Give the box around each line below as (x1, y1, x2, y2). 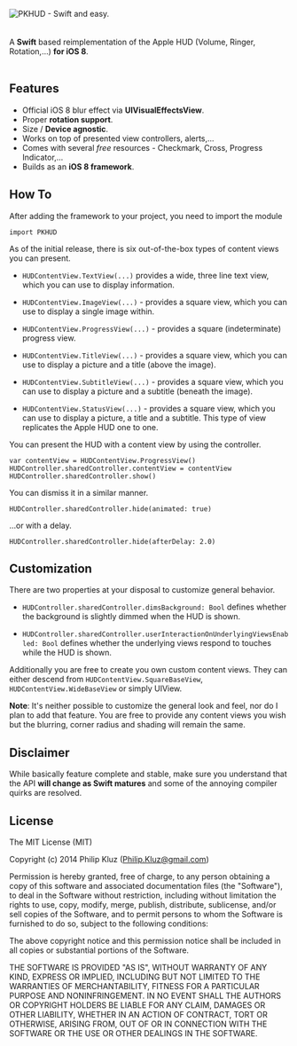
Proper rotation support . (21, 114, 113, 124)
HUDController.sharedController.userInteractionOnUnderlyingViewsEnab (21, 630, 289, 639)
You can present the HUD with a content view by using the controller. (9, 439, 262, 450)
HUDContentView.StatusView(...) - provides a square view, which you (21, 403, 277, 413)
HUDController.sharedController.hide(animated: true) (9, 504, 213, 514)
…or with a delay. (9, 520, 73, 531)
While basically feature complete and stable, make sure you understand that (9, 768, 287, 780)
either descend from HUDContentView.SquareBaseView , (9, 674, 204, 685)
